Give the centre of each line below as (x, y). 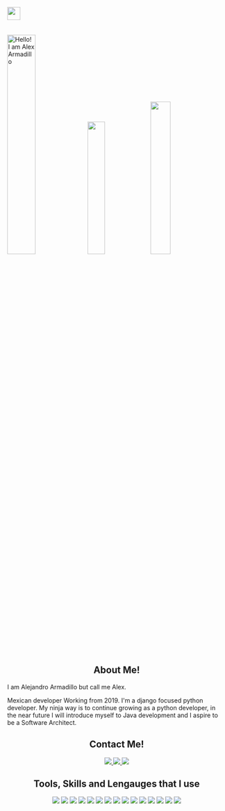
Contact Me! (117, 745)
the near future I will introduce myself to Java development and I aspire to (113, 715)
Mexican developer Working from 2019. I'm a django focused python (105, 700)
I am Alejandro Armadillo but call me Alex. (67, 687)
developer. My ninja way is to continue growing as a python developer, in (111, 707)
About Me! (117, 670)
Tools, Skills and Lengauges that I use (117, 784)
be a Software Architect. (42, 722)
